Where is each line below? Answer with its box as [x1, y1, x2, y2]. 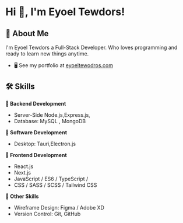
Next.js [13, 169, 31, 176]
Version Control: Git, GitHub [13, 210, 81, 217]
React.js [13, 163, 34, 170]
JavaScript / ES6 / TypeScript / [13, 175, 89, 182]
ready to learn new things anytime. [5, 50, 89, 57]
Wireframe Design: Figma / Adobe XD [13, 204, 104, 211]
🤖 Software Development [5, 128, 68, 136]
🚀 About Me [5, 29, 49, 39]
